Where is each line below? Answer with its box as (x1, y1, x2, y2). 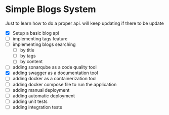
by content (20, 59, 43, 65)
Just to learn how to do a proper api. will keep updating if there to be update (5, 20, 164, 26)
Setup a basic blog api (12, 30, 60, 36)
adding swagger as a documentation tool (12, 70, 98, 76)
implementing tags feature (12, 36, 68, 41)
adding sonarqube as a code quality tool (12, 64, 97, 70)
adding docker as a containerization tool (12, 76, 97, 82)
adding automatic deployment (12, 92, 75, 99)
